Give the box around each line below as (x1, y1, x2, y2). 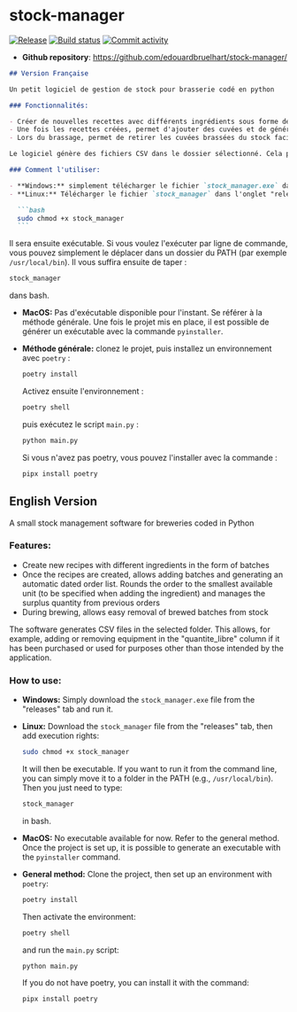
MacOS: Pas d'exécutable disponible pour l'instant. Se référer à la (21, 307, 263, 318)
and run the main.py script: (21, 945, 119, 955)
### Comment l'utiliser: (9, 166, 101, 175)
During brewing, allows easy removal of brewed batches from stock (21, 606, 269, 617)
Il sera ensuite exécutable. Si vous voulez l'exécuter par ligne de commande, (9, 238, 288, 249)
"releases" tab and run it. (21, 704, 113, 714)
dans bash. (9, 290, 50, 301)
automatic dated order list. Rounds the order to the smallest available (21, 578, 273, 589)
